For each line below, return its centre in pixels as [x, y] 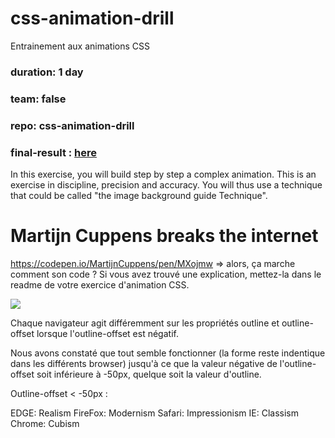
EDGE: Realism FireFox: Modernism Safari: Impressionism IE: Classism [154, 413]
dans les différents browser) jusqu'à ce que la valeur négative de [144, 363]
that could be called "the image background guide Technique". [139, 195]
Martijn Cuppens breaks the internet [164, 236]
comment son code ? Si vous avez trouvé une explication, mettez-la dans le [166, 274]
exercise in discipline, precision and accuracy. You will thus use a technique [166, 185]
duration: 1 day [47, 72]
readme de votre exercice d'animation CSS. [100, 284]
